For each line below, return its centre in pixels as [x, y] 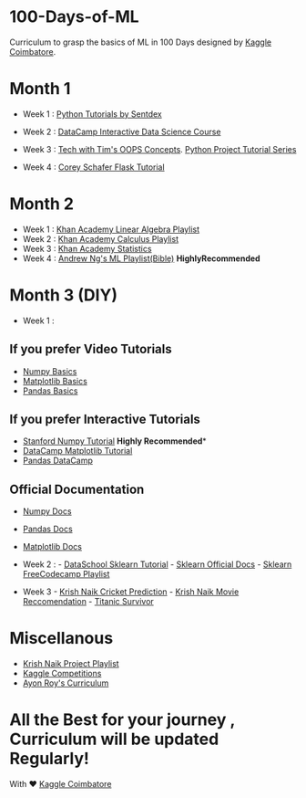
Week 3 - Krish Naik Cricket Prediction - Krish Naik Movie [131, 592]
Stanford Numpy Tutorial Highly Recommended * [114, 441]
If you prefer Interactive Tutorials [105, 419]
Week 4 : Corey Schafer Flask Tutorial [94, 167]
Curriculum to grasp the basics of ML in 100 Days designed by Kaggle [140, 42]
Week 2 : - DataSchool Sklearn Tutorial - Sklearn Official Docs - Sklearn [157, 564]
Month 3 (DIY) [64, 295]
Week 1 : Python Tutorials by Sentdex [92, 114]
